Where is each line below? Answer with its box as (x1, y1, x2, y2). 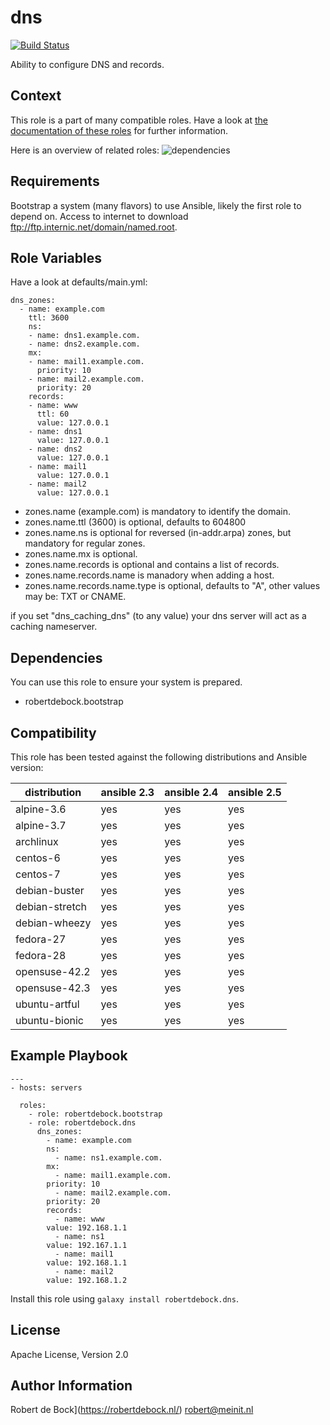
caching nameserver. (10, 621, 98, 633)
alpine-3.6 (15, 802, 67, 816)
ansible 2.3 (100, 786, 155, 799)
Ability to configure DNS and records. (10, 58, 165, 70)
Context (10, 87, 62, 105)
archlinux (15, 835, 59, 848)
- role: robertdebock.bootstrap (28, 1109, 163, 1119)
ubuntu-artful (15, 997, 80, 1011)
